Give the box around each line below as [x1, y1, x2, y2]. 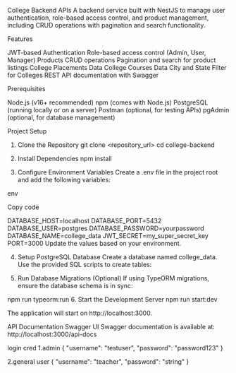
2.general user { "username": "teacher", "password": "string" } [7, 357, 190, 366]
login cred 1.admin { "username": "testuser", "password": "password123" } [7, 344, 223, 352]
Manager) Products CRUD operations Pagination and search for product [7, 56, 216, 64]
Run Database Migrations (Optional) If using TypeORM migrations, [17, 274, 210, 282]
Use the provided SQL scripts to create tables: [17, 261, 152, 268]
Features [7, 35, 33, 43]
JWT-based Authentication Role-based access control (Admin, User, [7, 49, 206, 57]
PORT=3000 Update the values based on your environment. [7, 239, 182, 247]
